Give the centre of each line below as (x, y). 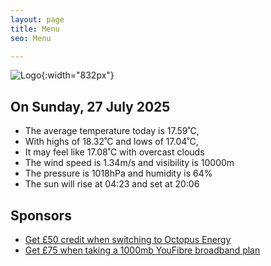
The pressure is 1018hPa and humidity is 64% (118, 173)
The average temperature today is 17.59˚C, (112, 131)
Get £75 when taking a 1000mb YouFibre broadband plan (142, 250)
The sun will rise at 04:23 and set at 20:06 (112, 184)
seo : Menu (31, 38)
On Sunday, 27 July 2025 (90, 106)
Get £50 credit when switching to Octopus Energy (128, 239)
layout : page (37, 19)
